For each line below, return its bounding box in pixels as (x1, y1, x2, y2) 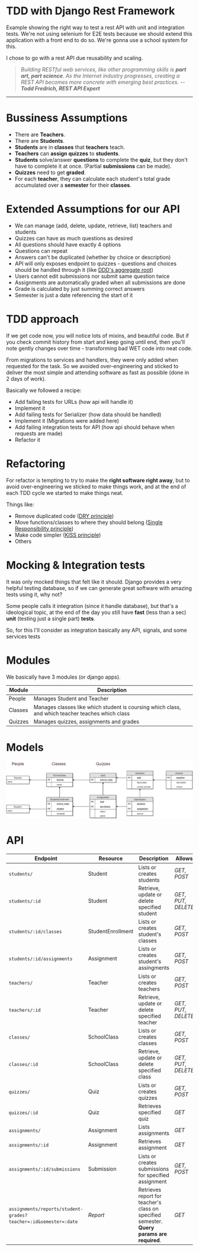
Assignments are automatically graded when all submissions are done (14, 278, 185, 286)
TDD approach (6, 312, 79, 325)
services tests (6, 632, 40, 640)
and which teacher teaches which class (33, 710, 130, 717)
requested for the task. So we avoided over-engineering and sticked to (6, 362, 179, 369)
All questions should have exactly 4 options (14, 241, 121, 248)
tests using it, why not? (6, 591, 63, 598)
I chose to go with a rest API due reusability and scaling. (6, 54, 143, 61)
